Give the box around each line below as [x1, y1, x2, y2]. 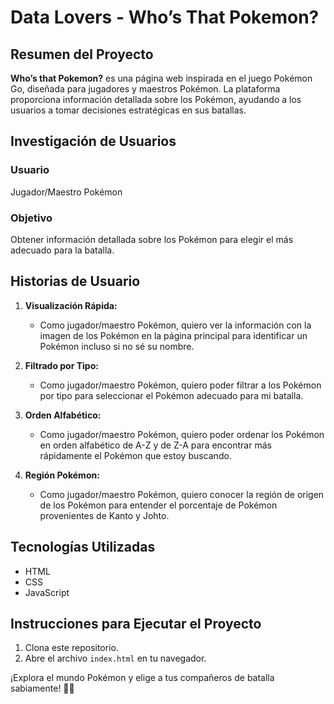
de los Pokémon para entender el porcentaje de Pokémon [39, 499, 278, 511]
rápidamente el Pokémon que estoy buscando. [39, 449, 232, 461]
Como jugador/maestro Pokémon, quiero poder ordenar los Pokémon [39, 428, 325, 440]
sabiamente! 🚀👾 [10, 682, 75, 695]
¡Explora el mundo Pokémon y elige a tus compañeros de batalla [10, 672, 275, 684]
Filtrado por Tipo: [24, 359, 99, 371]
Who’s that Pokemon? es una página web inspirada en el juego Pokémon [10, 72, 313, 84]
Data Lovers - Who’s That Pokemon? [10, 6, 320, 29]
